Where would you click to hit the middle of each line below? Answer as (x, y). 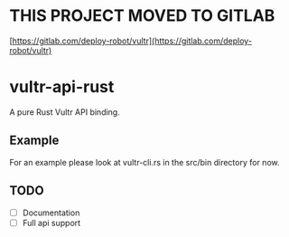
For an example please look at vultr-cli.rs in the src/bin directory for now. (144, 162)
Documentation (51, 213)
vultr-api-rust (62, 87)
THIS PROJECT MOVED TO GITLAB (142, 16)
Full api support (51, 223)
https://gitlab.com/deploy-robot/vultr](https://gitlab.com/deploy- (132, 41)
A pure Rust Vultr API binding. (65, 112)
